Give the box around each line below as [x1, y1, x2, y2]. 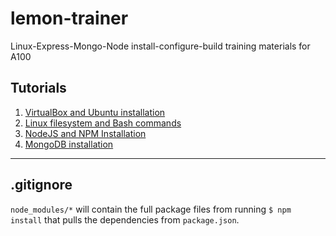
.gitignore [10, 177, 73, 194]
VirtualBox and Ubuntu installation [24, 106, 166, 118]
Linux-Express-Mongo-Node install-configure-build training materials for [10, 40, 311, 52]
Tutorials [10, 80, 67, 97]
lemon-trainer [10, 7, 129, 30]
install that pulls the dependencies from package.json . [10, 213, 240, 226]
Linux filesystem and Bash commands [24, 117, 182, 129]
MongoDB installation [24, 138, 114, 150]
